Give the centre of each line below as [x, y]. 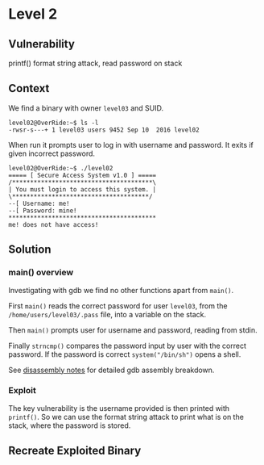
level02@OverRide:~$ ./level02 [61, 168]
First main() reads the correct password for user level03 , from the [118, 306]
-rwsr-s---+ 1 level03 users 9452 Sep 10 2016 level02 [104, 130]
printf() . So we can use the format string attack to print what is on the [126, 417]
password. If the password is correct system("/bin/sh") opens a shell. [125, 354]
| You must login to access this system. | [82, 189]
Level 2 [33, 14]
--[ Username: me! [39, 203]
